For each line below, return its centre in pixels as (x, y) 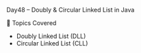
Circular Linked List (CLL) (52, 43)
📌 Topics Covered (31, 23)
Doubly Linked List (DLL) (51, 36)
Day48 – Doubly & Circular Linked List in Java (70, 10)
